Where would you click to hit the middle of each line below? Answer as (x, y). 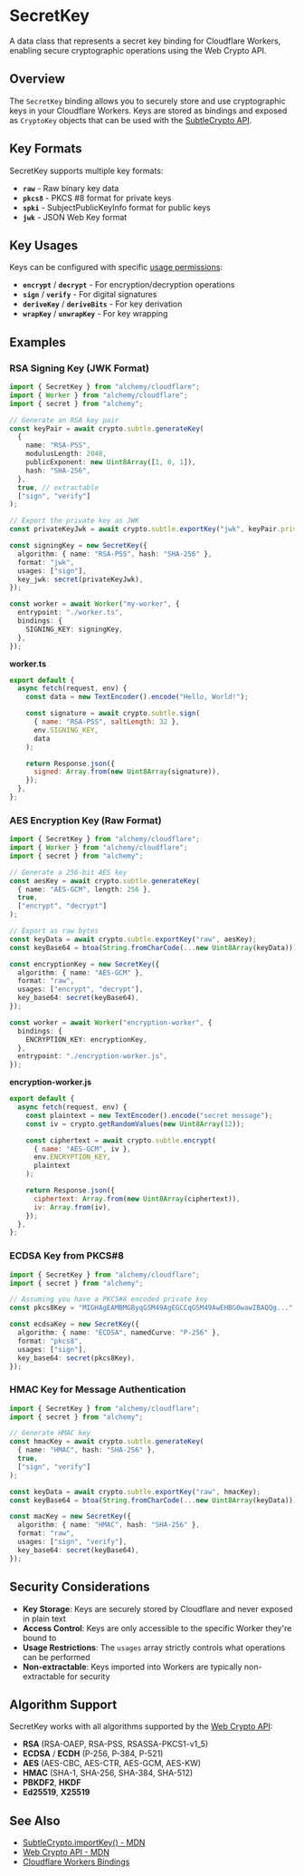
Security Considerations (80, 1587)
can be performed (56, 1657)
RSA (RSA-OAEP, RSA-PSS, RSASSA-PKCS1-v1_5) (115, 1744)
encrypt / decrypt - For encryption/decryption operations (128, 285)
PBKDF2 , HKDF (52, 1783)
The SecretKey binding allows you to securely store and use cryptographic (148, 101)
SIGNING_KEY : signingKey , (75, 629)
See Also (35, 1820)
